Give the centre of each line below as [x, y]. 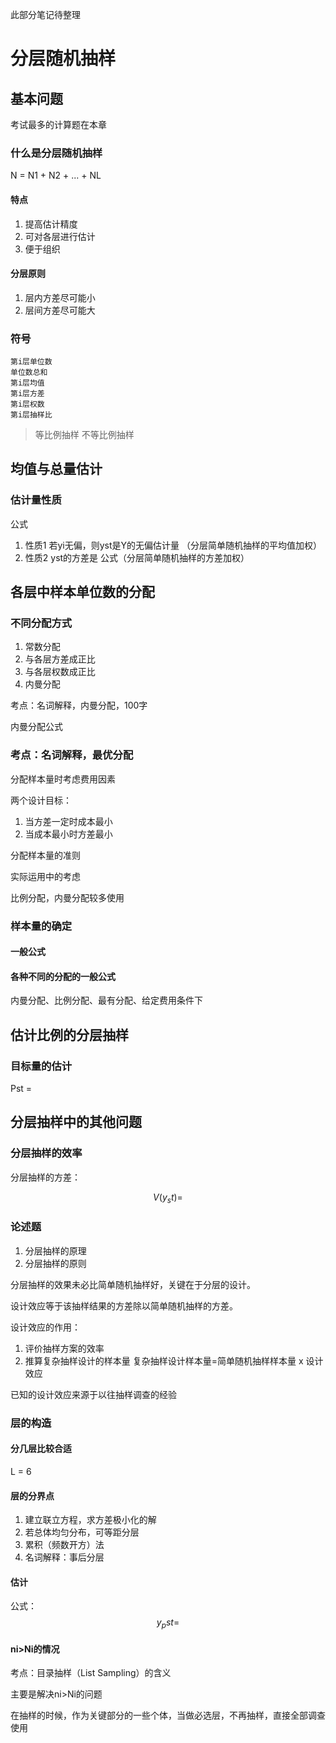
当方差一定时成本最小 [68, 821]
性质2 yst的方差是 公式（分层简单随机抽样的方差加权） [137, 557]
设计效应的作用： [45, 1327]
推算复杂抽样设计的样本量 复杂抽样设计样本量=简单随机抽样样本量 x [164, 1360]
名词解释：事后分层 [64, 1557]
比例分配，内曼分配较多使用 [67, 897]
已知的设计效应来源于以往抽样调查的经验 [93, 1394]
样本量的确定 [41, 926]
